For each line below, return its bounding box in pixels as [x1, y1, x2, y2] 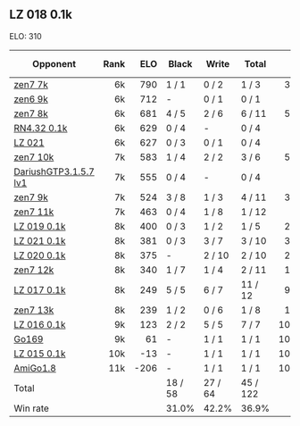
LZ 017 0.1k [13, 283, 66, 296]
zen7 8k [13, 107, 49, 120]
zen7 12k [13, 263, 54, 276]
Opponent [32, 57, 76, 70]
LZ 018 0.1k [9, 7, 73, 22]
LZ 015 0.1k [13, 347, 66, 360]
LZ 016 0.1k [13, 318, 66, 330]
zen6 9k [13, 93, 49, 105]
